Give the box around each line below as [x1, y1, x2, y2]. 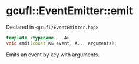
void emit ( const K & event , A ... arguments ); [6, 40, 117, 46]
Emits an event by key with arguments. [6, 51, 100, 58]
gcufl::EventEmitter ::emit [6, 4, 133, 18]
